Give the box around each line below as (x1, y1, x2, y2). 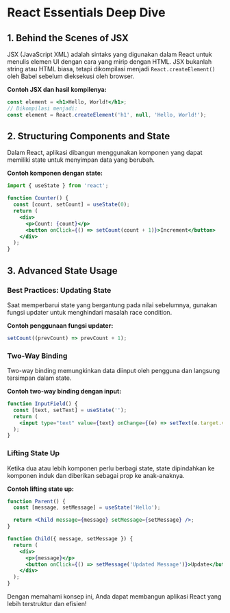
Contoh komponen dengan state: (7, 169, 103, 178)
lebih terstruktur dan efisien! (7, 600, 87, 608)
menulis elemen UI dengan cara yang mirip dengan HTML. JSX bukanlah (7, 58, 212, 66)
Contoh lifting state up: (7, 485, 74, 493)
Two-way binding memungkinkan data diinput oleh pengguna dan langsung (7, 367, 220, 375)
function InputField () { (7, 400, 78, 407)
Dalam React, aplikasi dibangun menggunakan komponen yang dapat (7, 149, 203, 157)
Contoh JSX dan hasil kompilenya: (7, 86, 107, 93)
